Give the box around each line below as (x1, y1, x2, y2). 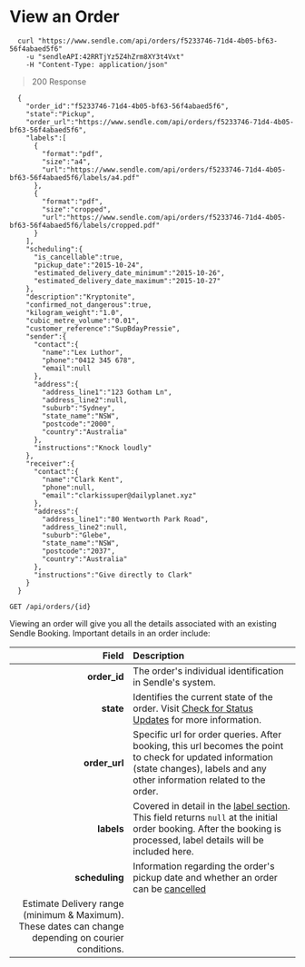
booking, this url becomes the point (133, 739, 284, 752)
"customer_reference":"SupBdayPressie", (25, 324, 181, 333)
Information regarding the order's (133, 860, 275, 873)
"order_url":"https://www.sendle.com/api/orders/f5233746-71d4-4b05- (25, 117, 295, 126)
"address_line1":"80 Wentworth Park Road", (42, 515, 209, 524)
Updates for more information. (133, 713, 261, 725)
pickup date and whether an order (133, 871, 279, 883)
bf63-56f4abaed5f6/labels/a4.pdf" (9, 173, 141, 183)
